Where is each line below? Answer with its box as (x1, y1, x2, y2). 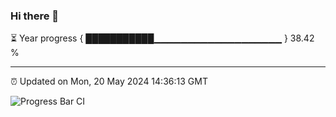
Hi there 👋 (10, 9, 60, 23)
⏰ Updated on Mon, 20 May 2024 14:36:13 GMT (10, 75, 208, 88)
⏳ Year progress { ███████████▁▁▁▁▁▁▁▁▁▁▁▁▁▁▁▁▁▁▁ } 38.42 (10, 32, 315, 44)
